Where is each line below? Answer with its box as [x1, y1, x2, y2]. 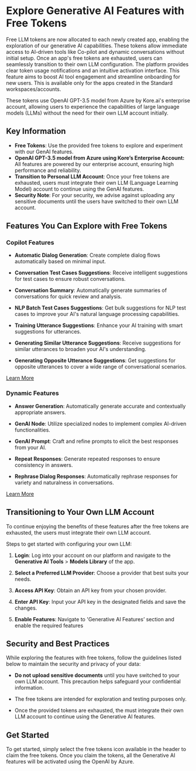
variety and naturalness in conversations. [14, 479, 114, 486]
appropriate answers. [14, 408, 66, 416]
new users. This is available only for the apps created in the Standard [6, 79, 173, 86]
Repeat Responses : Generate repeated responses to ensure [14, 455, 160, 462]
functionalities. [14, 426, 51, 433]
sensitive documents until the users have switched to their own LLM [14, 198, 178, 205]
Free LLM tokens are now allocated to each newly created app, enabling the [6, 36, 189, 43]
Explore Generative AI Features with [6, 4, 184, 18]
